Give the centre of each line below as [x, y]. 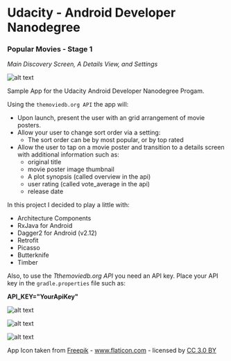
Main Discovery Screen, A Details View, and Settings [83, 64]
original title [44, 162]
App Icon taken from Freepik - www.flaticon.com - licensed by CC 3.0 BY [112, 351]
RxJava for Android [45, 226]
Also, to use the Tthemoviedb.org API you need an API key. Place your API [113, 276]
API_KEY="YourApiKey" [43, 297]
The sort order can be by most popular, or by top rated [105, 140]
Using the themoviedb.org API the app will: [68, 105]
